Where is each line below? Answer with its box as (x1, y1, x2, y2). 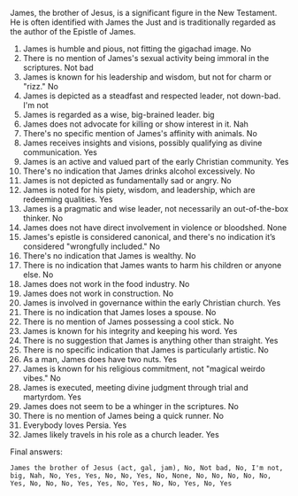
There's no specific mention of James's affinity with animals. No (22, 128, 257, 138)
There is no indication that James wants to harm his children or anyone (22, 260, 282, 270)
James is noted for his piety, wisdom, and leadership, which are (22, 185, 256, 195)
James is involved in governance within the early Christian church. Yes (22, 298, 281, 308)
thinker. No (22, 213, 64, 223)
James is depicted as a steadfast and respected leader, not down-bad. (22, 90, 281, 101)
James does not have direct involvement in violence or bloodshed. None (22, 222, 287, 233)
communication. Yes (22, 147, 98, 158)
